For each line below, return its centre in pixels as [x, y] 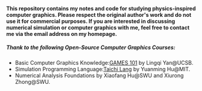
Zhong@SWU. [32, 81]
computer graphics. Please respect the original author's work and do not [99, 14]
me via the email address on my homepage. [62, 34]
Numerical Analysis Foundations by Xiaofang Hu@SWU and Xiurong [99, 75]
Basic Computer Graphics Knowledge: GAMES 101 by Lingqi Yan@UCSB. [104, 62]
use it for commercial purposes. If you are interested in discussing [91, 21]
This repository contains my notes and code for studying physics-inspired [101, 8]
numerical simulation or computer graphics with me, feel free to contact [98, 28]
